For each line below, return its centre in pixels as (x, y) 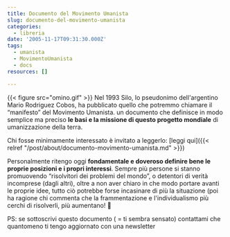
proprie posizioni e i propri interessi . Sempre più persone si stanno (104, 168)
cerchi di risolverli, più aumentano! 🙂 (60, 205)
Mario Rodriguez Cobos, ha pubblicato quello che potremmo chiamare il (110, 105)
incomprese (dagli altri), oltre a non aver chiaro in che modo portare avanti (113, 183)
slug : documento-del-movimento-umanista (67, 20)
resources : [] (28, 71)
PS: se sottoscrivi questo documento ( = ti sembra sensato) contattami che (114, 218)
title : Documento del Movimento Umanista (68, 14)
